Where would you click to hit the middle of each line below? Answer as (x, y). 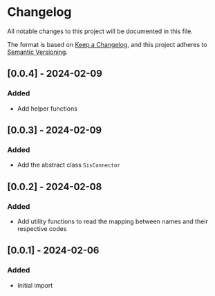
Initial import (35, 285)
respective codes (42, 229)
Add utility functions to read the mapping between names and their (113, 221)
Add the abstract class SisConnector (69, 165)
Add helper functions (47, 109)
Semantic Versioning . (37, 52)
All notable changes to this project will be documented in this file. (100, 31)
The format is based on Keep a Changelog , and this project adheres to (107, 44)
